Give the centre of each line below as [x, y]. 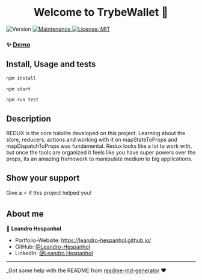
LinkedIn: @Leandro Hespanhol [54, 253]
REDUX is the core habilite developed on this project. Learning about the [96, 133]
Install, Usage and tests [51, 64]
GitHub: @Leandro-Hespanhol [52, 246]
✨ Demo [18, 45]
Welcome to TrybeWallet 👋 [101, 12]
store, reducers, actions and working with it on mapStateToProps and [92, 140]
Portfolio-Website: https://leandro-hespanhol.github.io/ [83, 240]
